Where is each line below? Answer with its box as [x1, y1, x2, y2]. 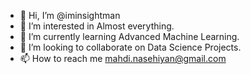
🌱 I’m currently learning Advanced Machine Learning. [19, 31, 240, 42]
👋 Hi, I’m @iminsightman [19, 10, 121, 21]
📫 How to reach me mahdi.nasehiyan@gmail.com [19, 53, 227, 64]
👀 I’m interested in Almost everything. [19, 20, 175, 32]
